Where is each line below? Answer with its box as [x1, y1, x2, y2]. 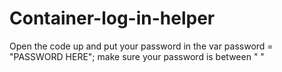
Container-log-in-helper [9, 7, 216, 30]
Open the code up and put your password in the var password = [9, 40, 274, 52]
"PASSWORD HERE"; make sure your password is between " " [9, 50, 265, 62]
